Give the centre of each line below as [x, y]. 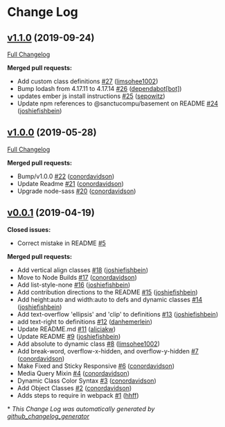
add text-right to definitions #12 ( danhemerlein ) [84, 321]
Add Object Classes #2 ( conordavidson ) [74, 388]
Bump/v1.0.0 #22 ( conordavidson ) [66, 176]
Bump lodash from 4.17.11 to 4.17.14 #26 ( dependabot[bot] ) [99, 89]
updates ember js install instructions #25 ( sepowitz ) [91, 96]
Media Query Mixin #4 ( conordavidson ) [73, 373]
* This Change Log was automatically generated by [81, 409]
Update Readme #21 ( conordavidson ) [70, 183]
